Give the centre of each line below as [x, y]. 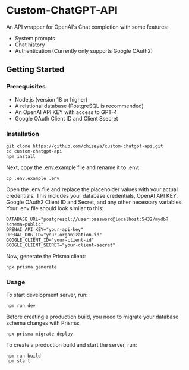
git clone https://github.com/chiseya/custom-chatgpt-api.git [85, 146]
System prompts [35, 38]
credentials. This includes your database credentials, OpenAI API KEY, [92, 195]
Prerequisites [26, 87]
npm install [21, 156]
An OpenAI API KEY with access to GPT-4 [66, 112]
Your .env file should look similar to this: [55, 208]
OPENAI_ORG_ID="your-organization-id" [54, 235]
